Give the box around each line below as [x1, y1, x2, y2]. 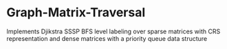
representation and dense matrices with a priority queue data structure [6, 34, 208, 42]
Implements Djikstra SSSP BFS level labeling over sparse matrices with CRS [6, 27, 221, 35]
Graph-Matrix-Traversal [6, 5, 146, 20]
